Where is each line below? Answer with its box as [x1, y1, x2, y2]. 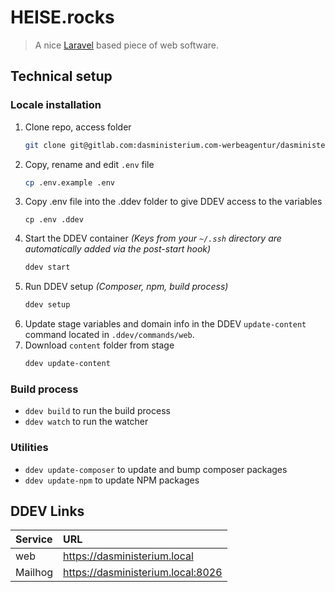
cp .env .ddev [24, 215, 84, 225]
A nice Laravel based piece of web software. [34, 39, 220, 51]
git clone [24, 140, 67, 150]
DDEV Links [10, 502, 85, 520]
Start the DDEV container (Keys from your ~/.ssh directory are [24, 232, 282, 245]
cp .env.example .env [24, 177, 115, 188]
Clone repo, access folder [24, 121, 132, 133]
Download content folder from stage [24, 339, 175, 351]
